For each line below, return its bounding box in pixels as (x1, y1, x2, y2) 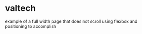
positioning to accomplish (5, 23, 57, 29)
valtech (5, 3, 36, 14)
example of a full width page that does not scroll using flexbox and (5, 18, 138, 24)
